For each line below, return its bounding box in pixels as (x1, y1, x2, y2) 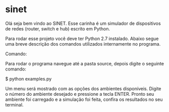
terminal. (5, 101, 24, 107)
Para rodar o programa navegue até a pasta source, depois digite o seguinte (5, 60, 164, 66)
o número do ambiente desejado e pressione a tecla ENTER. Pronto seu (5, 91, 154, 97)
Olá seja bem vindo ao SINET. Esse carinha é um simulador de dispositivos (5, 20, 161, 26)
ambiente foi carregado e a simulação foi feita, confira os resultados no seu (5, 96, 163, 102)
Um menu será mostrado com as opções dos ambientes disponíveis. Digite (5, 85, 161, 92)
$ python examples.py (5, 76, 52, 82)
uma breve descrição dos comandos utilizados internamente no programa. (5, 41, 161, 47)
